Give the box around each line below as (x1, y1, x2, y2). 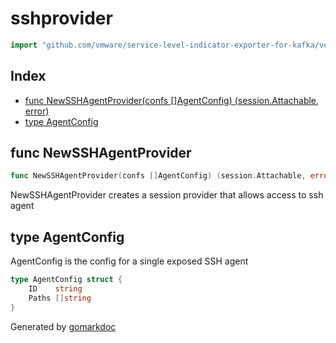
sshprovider (10, 7, 113, 30)
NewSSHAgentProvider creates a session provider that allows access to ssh (10, 189, 324, 201)
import (10, 40, 38, 50)
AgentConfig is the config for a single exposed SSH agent (10, 255, 249, 267)
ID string (28, 284, 83, 294)
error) (24, 105, 50, 117)
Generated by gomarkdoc (10, 320, 117, 332)
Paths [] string (28, 293, 92, 303)
